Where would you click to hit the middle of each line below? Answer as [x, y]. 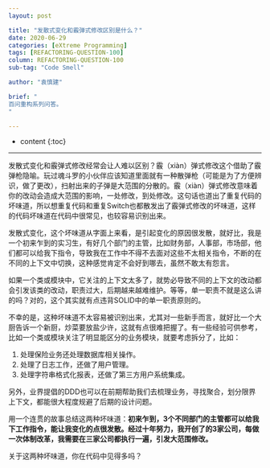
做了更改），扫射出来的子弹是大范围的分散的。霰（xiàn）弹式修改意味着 [140, 186]
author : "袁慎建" [35, 82]
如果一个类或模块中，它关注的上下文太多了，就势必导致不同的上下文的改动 [131, 280]
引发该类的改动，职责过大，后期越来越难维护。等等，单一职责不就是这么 [135, 290]
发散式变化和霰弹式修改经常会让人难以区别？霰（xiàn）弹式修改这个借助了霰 [135, 166]
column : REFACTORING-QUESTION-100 [66, 60]
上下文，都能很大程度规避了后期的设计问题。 [82, 402]
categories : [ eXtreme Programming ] [68, 45]
